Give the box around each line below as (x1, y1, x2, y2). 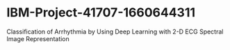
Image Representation (6, 34, 70, 42)
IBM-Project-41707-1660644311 (6, 5, 196, 21)
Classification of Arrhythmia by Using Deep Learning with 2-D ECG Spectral (6, 27, 224, 36)
